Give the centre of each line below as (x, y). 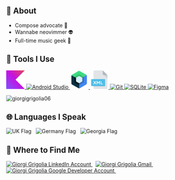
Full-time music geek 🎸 (43, 40)
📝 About (21, 11)
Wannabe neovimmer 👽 (44, 32)
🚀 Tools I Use (30, 59)
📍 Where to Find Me (43, 150)
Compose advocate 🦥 (41, 25)
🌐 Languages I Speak (46, 117)
